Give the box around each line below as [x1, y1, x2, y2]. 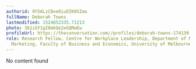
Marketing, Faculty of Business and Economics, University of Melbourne [11, 42, 192, 47]
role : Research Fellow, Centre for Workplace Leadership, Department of [6, 36, 187, 42]
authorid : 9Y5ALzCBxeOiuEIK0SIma [6, 8, 87, 15]
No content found [6, 57, 48, 64]
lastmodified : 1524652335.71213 [6, 19, 85, 25]
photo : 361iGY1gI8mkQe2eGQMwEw [6, 25, 82, 31]
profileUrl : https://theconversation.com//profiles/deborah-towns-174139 [6, 30, 190, 36]
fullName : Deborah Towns [6, 14, 66, 20]
